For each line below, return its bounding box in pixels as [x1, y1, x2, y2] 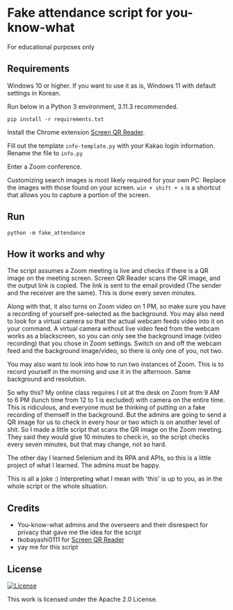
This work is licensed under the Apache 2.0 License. [7, 595, 158, 603]
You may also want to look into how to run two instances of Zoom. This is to [7, 360, 224, 368]
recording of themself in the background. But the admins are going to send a [7, 411, 227, 419]
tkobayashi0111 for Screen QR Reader [17, 535, 124, 544]
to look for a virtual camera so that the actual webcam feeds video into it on [7, 317, 224, 325]
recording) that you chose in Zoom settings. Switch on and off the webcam [7, 339, 222, 347]
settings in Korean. [7, 88, 61, 97]
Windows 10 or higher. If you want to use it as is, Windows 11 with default [7, 81, 216, 90]
